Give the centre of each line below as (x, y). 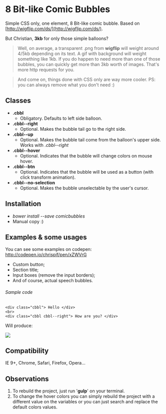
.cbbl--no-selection (34, 182)
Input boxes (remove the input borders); (54, 275)
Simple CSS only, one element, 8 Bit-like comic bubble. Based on (72, 23)
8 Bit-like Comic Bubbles (58, 9)
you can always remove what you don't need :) (66, 85)
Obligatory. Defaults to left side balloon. (61, 118)
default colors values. (35, 407)
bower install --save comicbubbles (49, 216)
